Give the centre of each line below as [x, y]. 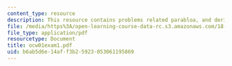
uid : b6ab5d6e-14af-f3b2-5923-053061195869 [71, 52]
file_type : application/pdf [48, 33]
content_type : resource [41, 13]
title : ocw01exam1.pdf [40, 45]
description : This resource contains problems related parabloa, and [109, 20]
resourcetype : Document [41, 39]
